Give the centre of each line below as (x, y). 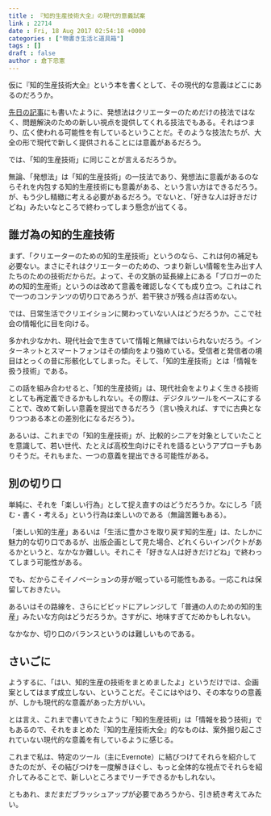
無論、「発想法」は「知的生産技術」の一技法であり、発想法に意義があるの (130, 176)
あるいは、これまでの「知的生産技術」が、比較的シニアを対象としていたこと (135, 435)
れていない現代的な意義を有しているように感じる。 (93, 740)
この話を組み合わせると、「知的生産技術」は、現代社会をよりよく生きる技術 (133, 387)
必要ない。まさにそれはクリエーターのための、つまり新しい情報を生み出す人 (135, 266)
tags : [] (25, 46)
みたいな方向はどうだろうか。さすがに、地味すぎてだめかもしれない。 (139, 616)
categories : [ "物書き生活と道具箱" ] (66, 38)
